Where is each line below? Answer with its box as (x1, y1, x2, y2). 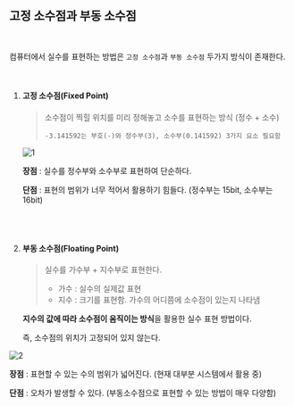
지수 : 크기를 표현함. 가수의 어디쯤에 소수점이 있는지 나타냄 (57, 294, 261, 305)
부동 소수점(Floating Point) (21, 243, 119, 253)
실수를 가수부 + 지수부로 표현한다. (44, 264, 163, 275)
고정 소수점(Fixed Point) (21, 90, 109, 101)
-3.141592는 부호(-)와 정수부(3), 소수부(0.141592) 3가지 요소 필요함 (44, 132, 281, 141)
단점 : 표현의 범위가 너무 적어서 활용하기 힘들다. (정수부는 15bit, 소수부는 (21, 185, 273, 195)
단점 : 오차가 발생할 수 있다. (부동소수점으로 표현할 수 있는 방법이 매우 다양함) (9, 387, 277, 399)
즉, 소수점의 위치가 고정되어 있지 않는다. (21, 333, 161, 344)
